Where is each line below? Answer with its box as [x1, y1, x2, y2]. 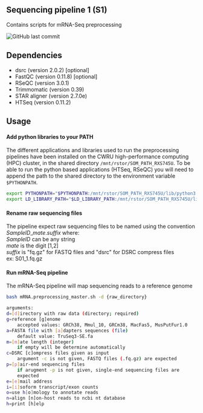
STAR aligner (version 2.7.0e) [14, 92, 88, 99]
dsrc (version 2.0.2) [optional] [14, 66, 89, 73]
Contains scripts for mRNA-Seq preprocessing [6, 21, 122, 28]
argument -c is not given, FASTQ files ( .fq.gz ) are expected [17, 356, 177, 362]
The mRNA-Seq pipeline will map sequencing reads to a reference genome [6, 282, 193, 290]
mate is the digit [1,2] [6, 242, 59, 249]
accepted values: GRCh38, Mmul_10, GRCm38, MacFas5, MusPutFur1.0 [17, 321, 188, 328]
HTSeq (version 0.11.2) [14, 98, 71, 106]
